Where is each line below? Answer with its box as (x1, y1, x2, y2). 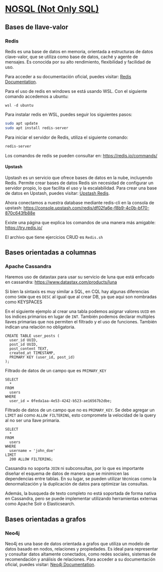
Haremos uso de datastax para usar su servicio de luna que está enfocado (5, 274, 155, 280)
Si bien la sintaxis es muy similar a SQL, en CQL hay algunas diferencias (5, 289, 149, 295)
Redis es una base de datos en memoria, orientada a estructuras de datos (5, 48, 153, 54)
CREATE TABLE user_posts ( (5, 334, 60, 339)
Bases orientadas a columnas (5, 248, 96, 257)
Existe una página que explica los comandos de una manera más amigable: (5, 219, 156, 225)
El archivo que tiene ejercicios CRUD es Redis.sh (5, 234, 103, 240)
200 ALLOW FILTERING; (9, 457, 54, 462)
